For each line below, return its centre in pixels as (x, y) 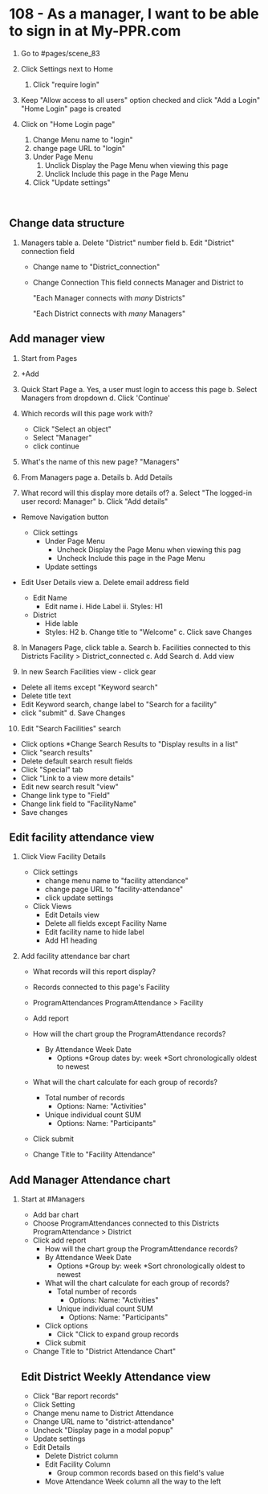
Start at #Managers (53, 1199)
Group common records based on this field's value (140, 1473)
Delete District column (81, 1456)
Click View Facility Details (63, 857)
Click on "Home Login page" (68, 124)
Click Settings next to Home (67, 68)
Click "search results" (57, 752)
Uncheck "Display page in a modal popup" (103, 1430)
